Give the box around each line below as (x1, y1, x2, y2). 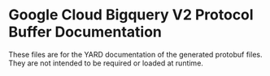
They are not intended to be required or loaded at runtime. (8, 58, 203, 68)
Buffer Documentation (8, 23, 163, 41)
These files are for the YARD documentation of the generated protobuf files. (8, 49, 263, 59)
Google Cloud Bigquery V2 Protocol (8, 6, 254, 24)
